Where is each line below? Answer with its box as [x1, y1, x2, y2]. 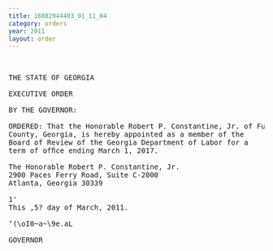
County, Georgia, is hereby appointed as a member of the [8, 130, 245, 139]
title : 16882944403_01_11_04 [8, 11, 107, 20]
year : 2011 [8, 27, 45, 35]
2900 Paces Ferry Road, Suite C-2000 [8, 171, 159, 180]
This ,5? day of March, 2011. [8, 203, 129, 212]
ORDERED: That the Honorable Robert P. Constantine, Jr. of [8, 122, 253, 131]
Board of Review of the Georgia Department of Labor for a [8, 138, 249, 147]
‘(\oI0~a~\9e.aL [8, 219, 73, 228]
